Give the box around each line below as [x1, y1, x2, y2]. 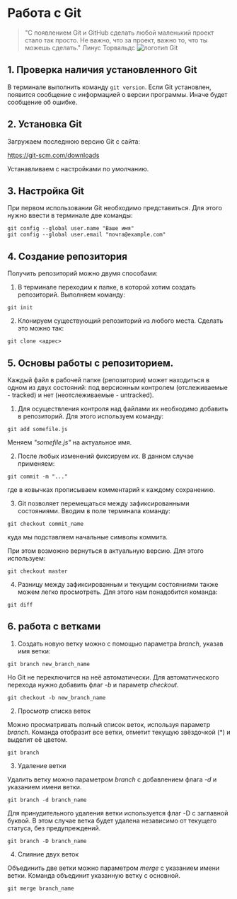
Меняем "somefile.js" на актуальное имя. [7, 438, 132, 447]
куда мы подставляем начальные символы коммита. [7, 533, 168, 541]
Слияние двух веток [17, 849, 79, 858]
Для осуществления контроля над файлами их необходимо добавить [17, 405, 229, 413]
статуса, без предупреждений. [7, 823, 101, 832]
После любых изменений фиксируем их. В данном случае [17, 452, 195, 460]
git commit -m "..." [7, 473, 69, 480]
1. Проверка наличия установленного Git [7, 64, 197, 76]
